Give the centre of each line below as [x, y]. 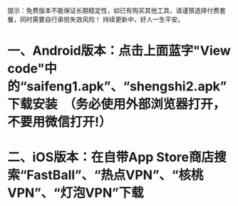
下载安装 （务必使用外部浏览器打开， [117, 104]
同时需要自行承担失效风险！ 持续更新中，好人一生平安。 [102, 19]
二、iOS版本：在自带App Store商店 [111, 157]
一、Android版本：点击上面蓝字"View [119, 51]
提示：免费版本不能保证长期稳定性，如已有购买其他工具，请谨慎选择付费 [113, 10]
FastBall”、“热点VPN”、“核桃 [115, 175]
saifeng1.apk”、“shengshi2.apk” [127, 87]
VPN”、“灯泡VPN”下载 [76, 193]
